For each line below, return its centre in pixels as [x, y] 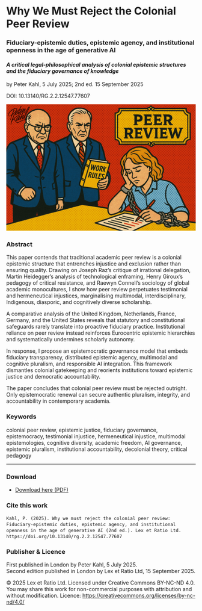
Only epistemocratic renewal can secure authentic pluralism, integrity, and [98, 395]
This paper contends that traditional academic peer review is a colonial [94, 258]
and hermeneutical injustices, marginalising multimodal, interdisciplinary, [96, 296]
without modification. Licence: [44, 596]
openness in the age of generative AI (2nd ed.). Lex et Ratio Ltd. [94, 531]
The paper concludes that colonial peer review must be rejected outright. [97, 388]
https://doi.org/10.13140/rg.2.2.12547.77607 [64, 537]
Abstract [20, 244]
